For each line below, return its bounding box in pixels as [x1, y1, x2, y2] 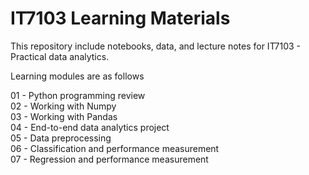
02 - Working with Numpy [10, 100, 117, 112]
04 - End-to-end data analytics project [10, 121, 170, 133]
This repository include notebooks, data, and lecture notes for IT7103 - [10, 40, 302, 52]
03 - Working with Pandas [10, 110, 118, 122]
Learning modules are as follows [10, 70, 145, 82]
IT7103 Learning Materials [10, 7, 231, 30]
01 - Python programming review [10, 89, 146, 101]
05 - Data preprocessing [10, 132, 112, 144]
